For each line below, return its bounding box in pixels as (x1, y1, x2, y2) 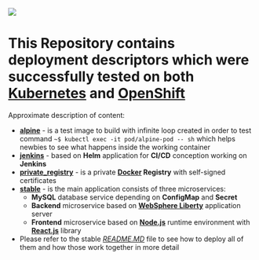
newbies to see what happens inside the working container (19, 142, 210, 152)
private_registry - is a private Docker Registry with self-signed (19, 167, 226, 177)
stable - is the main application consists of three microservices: (19, 184, 226, 193)
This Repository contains (8, 35, 175, 53)
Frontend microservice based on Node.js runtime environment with (31, 217, 250, 227)
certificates (19, 175, 57, 185)
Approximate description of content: (8, 110, 126, 119)
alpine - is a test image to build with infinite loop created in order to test (19, 126, 252, 135)
